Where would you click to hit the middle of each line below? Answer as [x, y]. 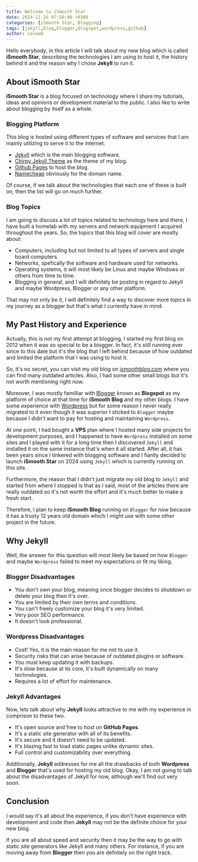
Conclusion [28, 801]
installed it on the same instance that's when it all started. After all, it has [94, 449]
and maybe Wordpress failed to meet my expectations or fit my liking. [89, 562]
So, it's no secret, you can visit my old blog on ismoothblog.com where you [98, 369]
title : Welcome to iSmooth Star [46, 12]
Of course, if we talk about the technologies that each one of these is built [96, 185]
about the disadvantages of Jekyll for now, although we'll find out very [92, 777]
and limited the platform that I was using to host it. [67, 358]
